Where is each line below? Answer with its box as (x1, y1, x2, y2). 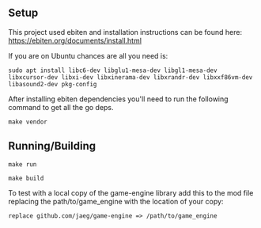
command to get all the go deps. (8, 102, 114, 112)
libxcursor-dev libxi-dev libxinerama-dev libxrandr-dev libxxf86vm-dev (8, 73, 253, 82)
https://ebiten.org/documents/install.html (8, 36, 142, 45)
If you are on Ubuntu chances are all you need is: (8, 51, 168, 60)
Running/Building (8, 139, 96, 153)
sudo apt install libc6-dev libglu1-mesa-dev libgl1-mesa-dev (8, 66, 217, 74)
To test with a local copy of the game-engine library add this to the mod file (8, 188, 254, 197)
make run (8, 160, 37, 169)
